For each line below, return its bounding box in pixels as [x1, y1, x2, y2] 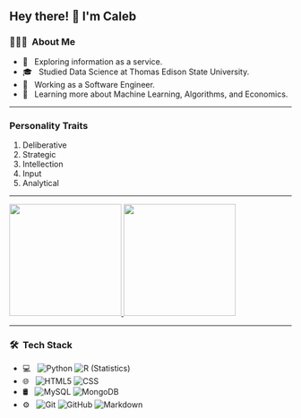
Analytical [21, 177, 60, 188]
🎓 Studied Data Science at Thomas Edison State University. [21, 66, 250, 77]
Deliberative [21, 140, 67, 150]
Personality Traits [9, 119, 89, 132]
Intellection [21, 158, 64, 169]
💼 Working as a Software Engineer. [21, 79, 155, 90]
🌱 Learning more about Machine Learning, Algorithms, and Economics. [21, 89, 288, 99]
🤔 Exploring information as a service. [21, 55, 163, 67]
